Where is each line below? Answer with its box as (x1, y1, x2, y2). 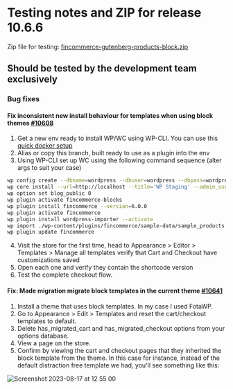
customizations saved (17, 256, 80, 264)
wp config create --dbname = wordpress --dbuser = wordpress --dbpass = (7, 177, 207, 184)
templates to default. (17, 317, 77, 325)
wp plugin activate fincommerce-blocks (7, 196, 123, 204)
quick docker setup (17, 141, 73, 150)
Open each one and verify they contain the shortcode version (17, 263, 193, 272)
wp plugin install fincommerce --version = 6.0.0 (7, 202, 148, 209)
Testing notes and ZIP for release (7, 5, 202, 21)
